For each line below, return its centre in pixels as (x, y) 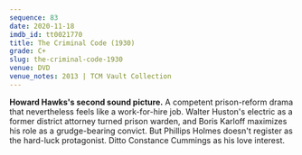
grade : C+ (28, 51)
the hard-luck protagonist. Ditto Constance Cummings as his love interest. (147, 140)
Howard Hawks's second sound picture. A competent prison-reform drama (151, 102)
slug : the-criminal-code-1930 (66, 59)
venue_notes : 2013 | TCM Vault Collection (90, 77)
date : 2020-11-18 (42, 26)
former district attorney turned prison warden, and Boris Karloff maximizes (148, 121)
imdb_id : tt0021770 (46, 34)
